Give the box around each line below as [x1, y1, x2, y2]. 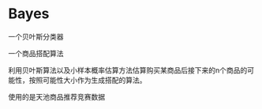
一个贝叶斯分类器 [8, 32, 64, 41]
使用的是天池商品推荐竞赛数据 [8, 92, 105, 101]
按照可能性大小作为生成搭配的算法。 [28, 75, 147, 85]
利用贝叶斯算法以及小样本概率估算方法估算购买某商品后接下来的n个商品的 [8, 65, 248, 75]
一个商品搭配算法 [8, 48, 64, 58]
